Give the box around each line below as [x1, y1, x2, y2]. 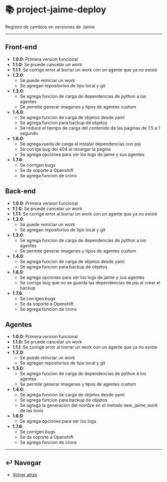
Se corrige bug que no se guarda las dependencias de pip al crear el [19, 279, 161, 285]
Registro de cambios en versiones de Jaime [5, 23, 95, 30]
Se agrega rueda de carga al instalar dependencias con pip [19, 140, 141, 147]
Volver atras [12, 472, 37, 478]
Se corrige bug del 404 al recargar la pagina [19, 146, 111, 152]
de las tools [19, 408, 44, 414]
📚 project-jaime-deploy [5, 4, 107, 15]
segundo [19, 130, 38, 136]
